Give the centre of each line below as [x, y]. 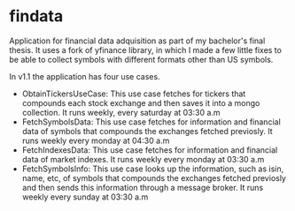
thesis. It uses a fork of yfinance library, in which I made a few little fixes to [145, 49]
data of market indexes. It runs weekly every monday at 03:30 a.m [143, 159]
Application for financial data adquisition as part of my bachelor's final [137, 41]
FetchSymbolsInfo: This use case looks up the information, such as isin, [153, 169]
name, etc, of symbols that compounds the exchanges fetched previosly [154, 177]
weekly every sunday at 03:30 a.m [85, 197]
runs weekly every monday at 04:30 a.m [96, 140]
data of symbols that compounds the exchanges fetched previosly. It [147, 131]
